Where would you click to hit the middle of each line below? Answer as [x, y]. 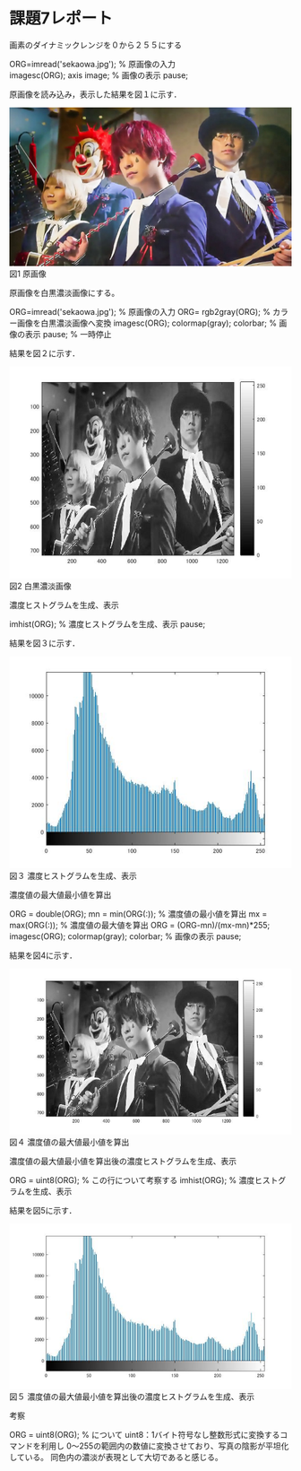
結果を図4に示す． [43, 955]
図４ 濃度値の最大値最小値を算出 [69, 1142]
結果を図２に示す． [45, 353]
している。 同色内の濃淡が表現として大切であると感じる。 [116, 1457]
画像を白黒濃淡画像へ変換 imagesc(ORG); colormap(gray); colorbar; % [147, 323]
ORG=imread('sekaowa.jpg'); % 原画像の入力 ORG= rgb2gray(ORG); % [140, 312]
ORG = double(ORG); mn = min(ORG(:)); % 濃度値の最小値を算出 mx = [138, 914]
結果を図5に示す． [43, 1210]
